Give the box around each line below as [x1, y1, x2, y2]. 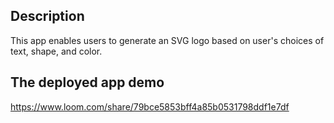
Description [10, 8, 85, 25]
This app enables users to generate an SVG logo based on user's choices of [10, 34, 325, 46]
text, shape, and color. [10, 45, 103, 57]
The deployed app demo [10, 74, 165, 91]
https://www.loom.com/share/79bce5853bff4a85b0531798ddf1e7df [10, 100, 290, 113]
